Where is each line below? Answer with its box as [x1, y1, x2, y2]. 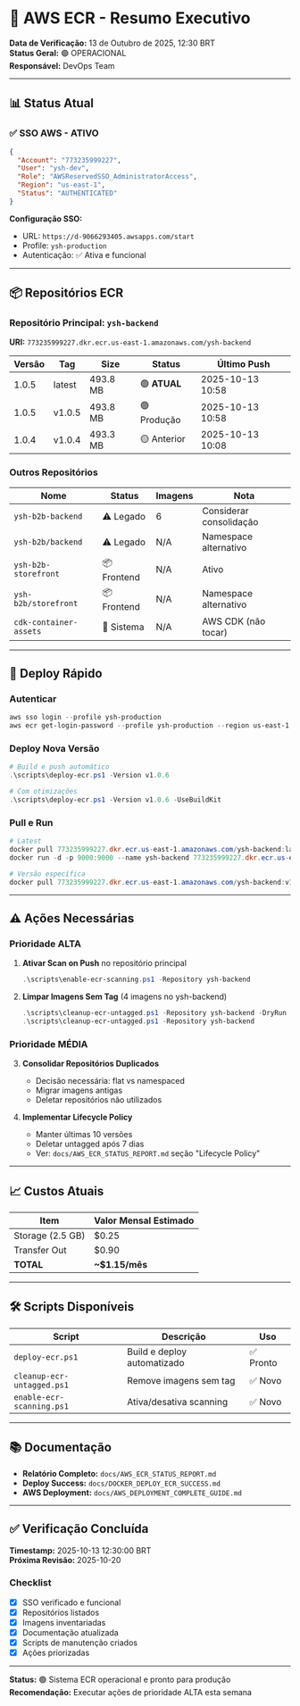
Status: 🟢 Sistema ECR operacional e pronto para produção [9, 1674, 231, 1685]
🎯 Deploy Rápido [9, 666, 103, 681]
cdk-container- [13, 617, 79, 628]
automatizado [127, 1356, 185, 1369]
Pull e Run [9, 816, 54, 828]
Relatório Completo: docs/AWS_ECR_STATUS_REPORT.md [21, 1468, 217, 1478]
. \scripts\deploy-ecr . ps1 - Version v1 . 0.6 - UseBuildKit [9, 795, 221, 804]
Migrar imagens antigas [35, 1085, 123, 1096]
